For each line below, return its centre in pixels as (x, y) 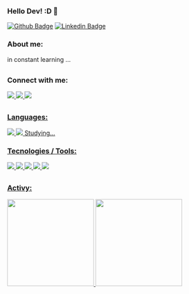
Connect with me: (38, 80)
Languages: (28, 117)
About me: (25, 44)
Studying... (39, 133)
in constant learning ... (39, 59)
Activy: (20, 188)
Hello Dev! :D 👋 (33, 11)
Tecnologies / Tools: (42, 151)
